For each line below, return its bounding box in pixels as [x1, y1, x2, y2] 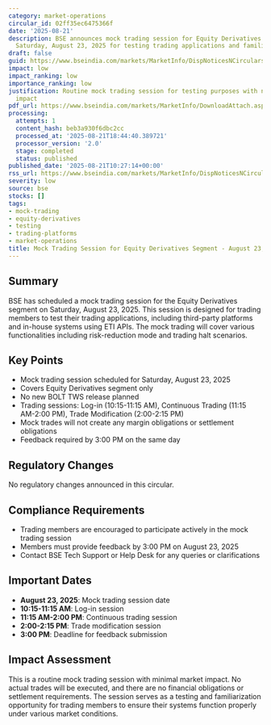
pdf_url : [8, 102, 38, 110]
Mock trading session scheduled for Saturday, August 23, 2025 [19, 375, 231, 384]
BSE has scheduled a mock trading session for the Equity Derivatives [8, 295, 238, 305]
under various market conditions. [8, 708, 119, 719]
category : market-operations [8, 11, 106, 20]
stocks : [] [8, 191, 45, 200]
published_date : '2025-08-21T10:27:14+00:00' [8, 162, 164, 170]
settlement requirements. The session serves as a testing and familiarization [8, 691, 262, 701]
